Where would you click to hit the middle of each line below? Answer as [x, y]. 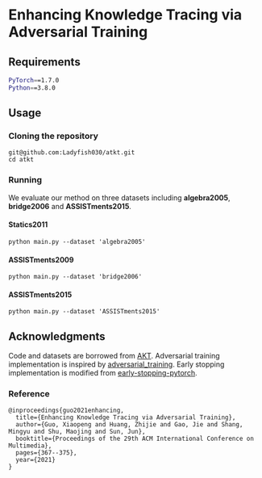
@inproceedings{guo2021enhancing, [67, 411]
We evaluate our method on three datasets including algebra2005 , [120, 197]
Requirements [44, 62]
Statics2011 [28, 224]
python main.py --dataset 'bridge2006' [75, 277]
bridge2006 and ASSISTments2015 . [70, 206]
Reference [29, 394]
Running [25, 180]
